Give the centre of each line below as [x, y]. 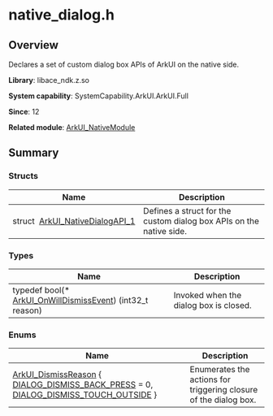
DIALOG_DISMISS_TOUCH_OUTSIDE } [85, 395]
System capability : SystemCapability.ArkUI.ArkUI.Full [99, 96]
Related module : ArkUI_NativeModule [72, 127]
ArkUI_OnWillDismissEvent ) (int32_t [80, 300]
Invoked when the [208, 295]
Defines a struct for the [187, 210]
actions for [210, 379]
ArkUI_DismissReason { [57, 375]
